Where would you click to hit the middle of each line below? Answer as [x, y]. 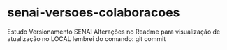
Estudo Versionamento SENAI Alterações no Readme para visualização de [114, 32]
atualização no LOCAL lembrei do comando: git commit [87, 38]
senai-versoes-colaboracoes [94, 13]
